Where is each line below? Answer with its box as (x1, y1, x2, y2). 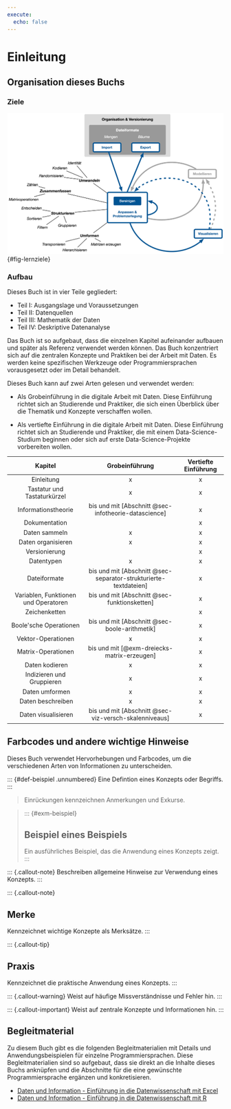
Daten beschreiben (19, 697, 74, 705)
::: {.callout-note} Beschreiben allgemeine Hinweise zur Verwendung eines (7, 868, 219, 876)
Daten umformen (22, 687, 71, 696)
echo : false (13, 18, 48, 26)
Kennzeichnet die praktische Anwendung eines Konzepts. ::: (7, 979, 177, 987)
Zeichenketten (25, 608, 67, 616)
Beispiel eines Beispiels (23, 829, 128, 841)
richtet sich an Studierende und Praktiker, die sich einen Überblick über (16, 400, 220, 408)
